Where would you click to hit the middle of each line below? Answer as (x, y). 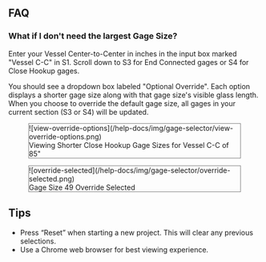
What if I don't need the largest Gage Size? (93, 36)
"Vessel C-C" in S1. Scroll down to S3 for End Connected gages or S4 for (129, 62)
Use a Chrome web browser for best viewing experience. (114, 249)
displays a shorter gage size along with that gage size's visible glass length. (133, 95)
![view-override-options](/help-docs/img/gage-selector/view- (131, 128)
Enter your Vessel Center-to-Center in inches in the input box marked (123, 53)
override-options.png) (65, 137)
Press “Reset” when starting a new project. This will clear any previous (137, 232)
